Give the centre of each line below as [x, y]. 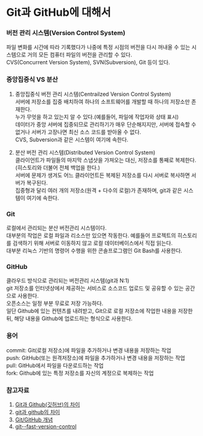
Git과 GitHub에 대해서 [58, 12]
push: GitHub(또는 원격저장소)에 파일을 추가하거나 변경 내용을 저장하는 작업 [96, 358]
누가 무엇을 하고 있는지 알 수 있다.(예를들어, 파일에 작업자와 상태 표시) [97, 116]
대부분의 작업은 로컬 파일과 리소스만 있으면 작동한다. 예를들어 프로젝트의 [91, 236]
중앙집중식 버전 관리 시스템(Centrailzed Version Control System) [93, 94]
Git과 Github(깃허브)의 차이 [48, 404]
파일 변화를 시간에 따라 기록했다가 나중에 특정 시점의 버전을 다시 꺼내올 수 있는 [98, 47]
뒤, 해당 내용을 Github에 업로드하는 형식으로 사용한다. [69, 318]
